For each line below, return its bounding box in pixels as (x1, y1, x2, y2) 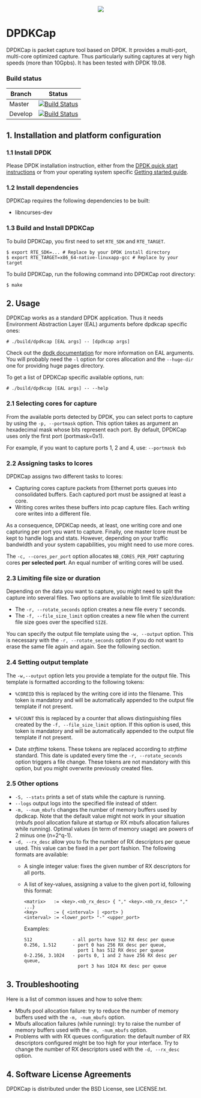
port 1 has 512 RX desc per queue (77, 947, 164, 953)
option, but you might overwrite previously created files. (14, 764, 154, 771)
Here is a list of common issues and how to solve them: (6, 995, 143, 1003)
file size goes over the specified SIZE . (14, 618, 108, 626)
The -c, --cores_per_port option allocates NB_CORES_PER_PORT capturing (6, 552, 184, 560)
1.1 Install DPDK (6, 148, 52, 157)
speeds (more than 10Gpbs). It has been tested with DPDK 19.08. (6, 59, 166, 66)
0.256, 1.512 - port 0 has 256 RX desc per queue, (23, 942, 167, 948)
